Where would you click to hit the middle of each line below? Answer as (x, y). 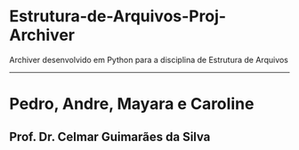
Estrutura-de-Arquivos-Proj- (118, 16)
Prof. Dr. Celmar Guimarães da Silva (110, 136)
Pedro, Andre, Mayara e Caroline (132, 104)
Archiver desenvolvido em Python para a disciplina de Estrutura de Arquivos (149, 59)
